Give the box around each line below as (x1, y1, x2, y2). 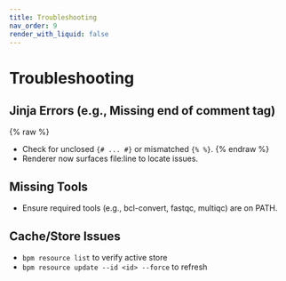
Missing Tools (9, 179, 89, 194)
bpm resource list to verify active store (21, 253, 168, 262)
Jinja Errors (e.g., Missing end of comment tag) (9, 103, 276, 118)
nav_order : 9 (9, 21, 58, 30)
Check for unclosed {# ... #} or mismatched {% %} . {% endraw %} (21, 144, 270, 155)
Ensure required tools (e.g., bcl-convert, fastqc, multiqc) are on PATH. (21, 203, 278, 213)
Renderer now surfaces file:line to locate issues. (21, 153, 198, 165)
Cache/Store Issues (9, 229, 122, 244)
